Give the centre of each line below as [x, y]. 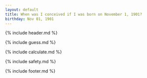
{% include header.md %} [31, 33]
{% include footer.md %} [30, 71]
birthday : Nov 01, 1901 [30, 19]
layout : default [22, 10]
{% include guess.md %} [30, 42]
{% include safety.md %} [31, 62]
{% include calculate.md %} [34, 52]
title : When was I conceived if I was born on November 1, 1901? [73, 14]
